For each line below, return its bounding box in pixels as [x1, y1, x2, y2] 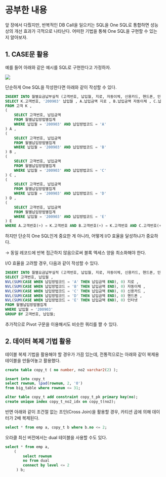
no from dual [23, 458, 50, 463]
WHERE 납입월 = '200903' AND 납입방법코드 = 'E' [14, 214, 107, 219]
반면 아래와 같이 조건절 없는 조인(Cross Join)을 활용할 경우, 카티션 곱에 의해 [5, 409, 151, 414]
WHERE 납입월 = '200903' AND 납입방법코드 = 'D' [14, 191, 107, 196]
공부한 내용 [5, 4, 47, 16]
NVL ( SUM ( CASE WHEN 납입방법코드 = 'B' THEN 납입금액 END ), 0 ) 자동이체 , [5, 284, 146, 289]
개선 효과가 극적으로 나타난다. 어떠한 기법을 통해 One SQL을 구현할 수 [14, 28, 148, 34]
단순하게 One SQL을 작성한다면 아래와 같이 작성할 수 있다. [5, 84, 117, 90]
